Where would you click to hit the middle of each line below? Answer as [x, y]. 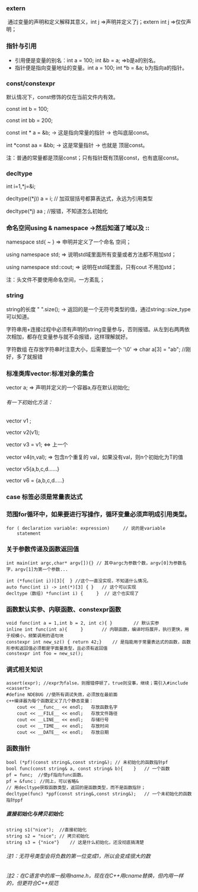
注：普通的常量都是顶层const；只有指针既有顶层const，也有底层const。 [94, 158]
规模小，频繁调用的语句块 [37, 636]
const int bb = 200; [30, 120]
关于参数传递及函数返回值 [43, 549]
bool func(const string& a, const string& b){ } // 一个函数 [88, 769]
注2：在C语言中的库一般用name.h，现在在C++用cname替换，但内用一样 [95, 875]
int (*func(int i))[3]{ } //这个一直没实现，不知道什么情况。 [79, 581]
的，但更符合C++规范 [32, 883]
